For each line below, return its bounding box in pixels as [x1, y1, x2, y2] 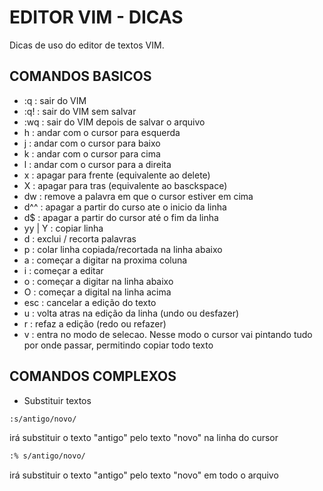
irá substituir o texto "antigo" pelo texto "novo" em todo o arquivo [9, 469, 279, 481]
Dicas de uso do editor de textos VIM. [9, 39, 165, 51]
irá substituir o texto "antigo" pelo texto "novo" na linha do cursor [9, 432, 279, 444]
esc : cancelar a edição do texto [23, 296, 157, 308]
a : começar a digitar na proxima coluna [23, 254, 188, 266]
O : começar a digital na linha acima [23, 286, 172, 298]
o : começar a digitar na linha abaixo [23, 275, 174, 287]
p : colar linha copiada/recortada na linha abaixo [23, 243, 223, 255]
